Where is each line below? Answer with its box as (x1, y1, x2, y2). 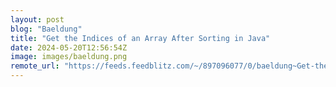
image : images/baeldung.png (10, 52, 128, 62)
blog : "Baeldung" (10, 24, 83, 34)
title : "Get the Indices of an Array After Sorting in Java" (10, 33, 271, 43)
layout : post (10, 14, 65, 25)
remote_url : (10, 61, 60, 71)
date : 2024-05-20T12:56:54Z (10, 42, 128, 53)
